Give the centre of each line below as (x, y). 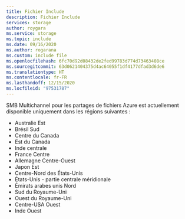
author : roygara (26, 28)
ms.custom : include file (37, 55)
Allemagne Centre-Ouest (45, 161)
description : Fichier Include (43, 17)
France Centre (32, 154)
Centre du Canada (37, 135)
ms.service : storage (32, 34)
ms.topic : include (29, 39)
